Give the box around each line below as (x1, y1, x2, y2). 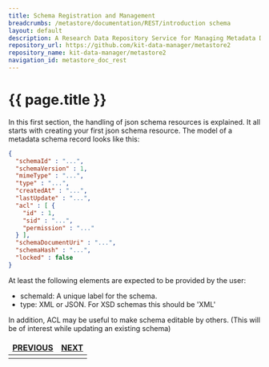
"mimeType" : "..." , (15, 172, 84, 180)
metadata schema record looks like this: (8, 134, 140, 144)
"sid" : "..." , (22, 217, 74, 225)
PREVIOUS (12, 341, 54, 353)
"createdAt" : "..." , (15, 187, 88, 195)
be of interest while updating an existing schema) (8, 323, 171, 333)
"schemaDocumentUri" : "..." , (15, 239, 116, 247)
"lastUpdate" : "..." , (15, 194, 91, 202)
